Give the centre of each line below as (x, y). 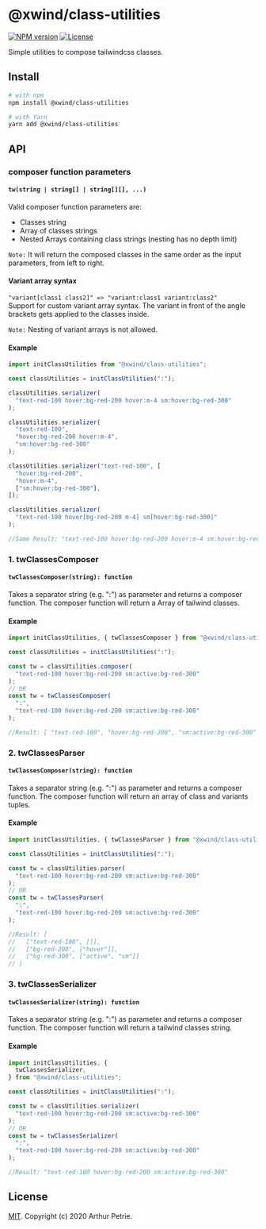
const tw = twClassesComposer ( (60, 696)
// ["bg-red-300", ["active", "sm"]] (74, 957)
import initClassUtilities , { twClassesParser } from (99, 840)
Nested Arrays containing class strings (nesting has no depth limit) (128, 239)
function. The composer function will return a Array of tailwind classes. (124, 603)
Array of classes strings (58, 230)
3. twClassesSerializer (52, 984)
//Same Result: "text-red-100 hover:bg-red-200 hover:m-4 (106, 539)
